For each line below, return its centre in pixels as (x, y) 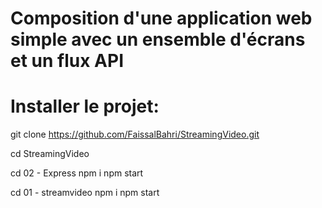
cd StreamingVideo (50, 154)
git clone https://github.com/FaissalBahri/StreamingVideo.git (135, 134)
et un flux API (67, 61)
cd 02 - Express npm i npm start (77, 173)
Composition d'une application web (161, 18)
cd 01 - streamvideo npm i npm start (85, 193)
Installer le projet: (85, 106)
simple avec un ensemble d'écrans (158, 39)
